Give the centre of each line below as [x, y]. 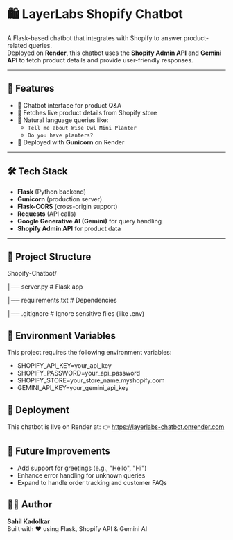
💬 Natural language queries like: [63, 120]
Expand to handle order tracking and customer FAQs [92, 482]
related [17, 45]
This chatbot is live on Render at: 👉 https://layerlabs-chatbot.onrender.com [116, 427]
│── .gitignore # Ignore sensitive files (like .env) [76, 314]
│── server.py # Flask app [45, 287]
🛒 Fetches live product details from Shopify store [87, 112]
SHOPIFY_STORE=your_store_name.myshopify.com [91, 380]
